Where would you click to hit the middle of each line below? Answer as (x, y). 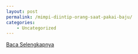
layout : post (22, 11)
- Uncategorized (37, 28)
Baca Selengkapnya (30, 45)
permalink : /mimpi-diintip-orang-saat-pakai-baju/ (69, 17)
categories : (21, 22)
